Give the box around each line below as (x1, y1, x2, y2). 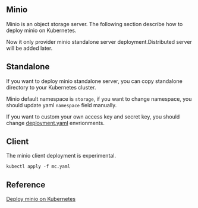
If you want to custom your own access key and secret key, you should (6, 113, 180, 120)
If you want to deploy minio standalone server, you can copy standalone (6, 77, 183, 85)
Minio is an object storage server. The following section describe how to (6, 20, 183, 27)
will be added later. (6, 44, 53, 52)
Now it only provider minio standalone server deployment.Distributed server (6, 38, 192, 45)
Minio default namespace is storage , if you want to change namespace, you (6, 95, 192, 103)
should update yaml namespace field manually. (6, 101, 117, 108)
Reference (6, 180, 46, 190)
